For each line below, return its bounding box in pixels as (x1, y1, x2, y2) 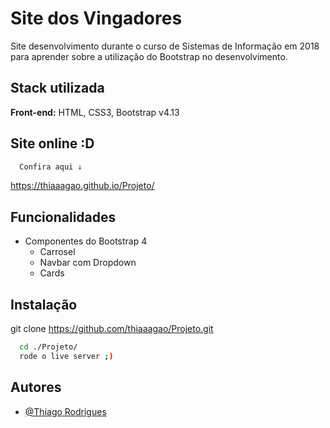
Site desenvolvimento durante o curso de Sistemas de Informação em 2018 (10, 40, 320, 52)
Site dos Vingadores (10, 7, 183, 30)
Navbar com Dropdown (39, 257, 137, 269)
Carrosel (39, 246, 76, 258)
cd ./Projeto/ (19, 342, 78, 352)
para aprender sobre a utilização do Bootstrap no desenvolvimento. (10, 50, 288, 62)
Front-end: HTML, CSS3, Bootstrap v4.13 (10, 106, 180, 118)
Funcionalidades (10, 208, 117, 226)
